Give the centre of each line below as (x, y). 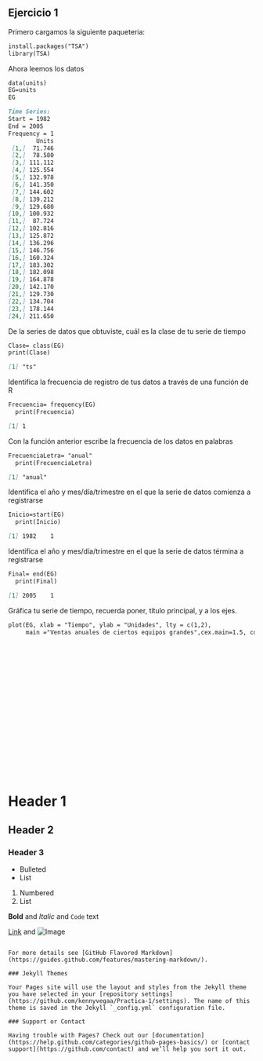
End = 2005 (26, 126)
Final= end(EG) (33, 574)
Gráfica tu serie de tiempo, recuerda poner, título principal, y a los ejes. (122, 610)
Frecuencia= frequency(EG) (52, 405)
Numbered (37, 893)
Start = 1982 (29, 119)
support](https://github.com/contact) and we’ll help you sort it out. (127, 1049)
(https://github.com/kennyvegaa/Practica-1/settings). (99, 1001)
